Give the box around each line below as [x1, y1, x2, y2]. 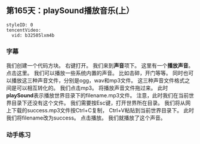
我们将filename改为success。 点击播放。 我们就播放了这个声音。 [6, 114, 166, 121]
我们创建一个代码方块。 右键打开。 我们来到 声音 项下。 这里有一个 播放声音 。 [6, 62, 194, 69]
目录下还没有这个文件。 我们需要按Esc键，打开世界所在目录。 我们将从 [11, 99, 186, 106]
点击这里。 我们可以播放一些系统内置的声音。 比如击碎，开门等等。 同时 [6, 69, 183, 76]
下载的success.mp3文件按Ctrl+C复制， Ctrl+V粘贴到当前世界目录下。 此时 [11, 107, 195, 114]
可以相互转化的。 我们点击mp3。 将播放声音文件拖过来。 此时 [16, 84, 168, 91]
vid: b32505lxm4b [11, 32, 55, 38]
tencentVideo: [6, 27, 42, 33]
